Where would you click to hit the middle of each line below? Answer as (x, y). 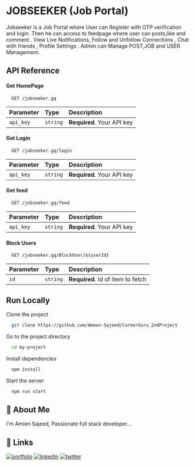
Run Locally (28, 300)
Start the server (25, 381)
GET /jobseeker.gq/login (42, 151)
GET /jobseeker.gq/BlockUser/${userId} (60, 255)
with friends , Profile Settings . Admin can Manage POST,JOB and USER (93, 46)
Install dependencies (32, 358)
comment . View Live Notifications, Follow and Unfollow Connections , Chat (98, 39)
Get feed (17, 190)
